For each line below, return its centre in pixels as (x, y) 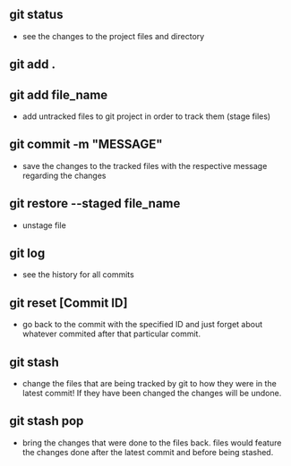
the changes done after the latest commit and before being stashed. (148, 452)
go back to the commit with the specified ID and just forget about (142, 325)
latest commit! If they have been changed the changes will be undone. (152, 394)
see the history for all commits (78, 275)
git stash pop (47, 421)
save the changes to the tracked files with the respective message (145, 165)
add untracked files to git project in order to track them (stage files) (146, 116)
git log (27, 254)
